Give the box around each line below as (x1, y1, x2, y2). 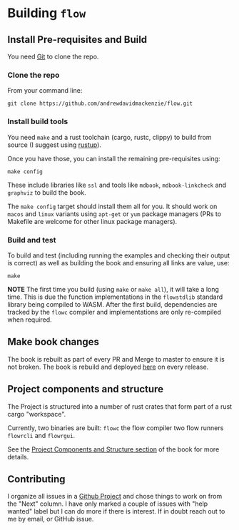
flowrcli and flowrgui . (7, 431, 76, 439)
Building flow (7, 5, 86, 21)
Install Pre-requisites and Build (7, 34, 148, 46)
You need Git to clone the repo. (7, 52, 99, 61)
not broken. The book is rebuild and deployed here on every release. (7, 362, 209, 371)
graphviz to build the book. (7, 188, 87, 197)
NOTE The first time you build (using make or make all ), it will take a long (7, 285, 220, 293)
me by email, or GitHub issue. (7, 515, 94, 524)
